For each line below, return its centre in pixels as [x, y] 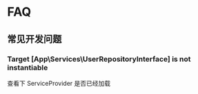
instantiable [28, 67]
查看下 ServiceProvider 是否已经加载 [59, 83]
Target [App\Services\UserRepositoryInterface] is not [99, 59]
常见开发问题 [34, 39]
